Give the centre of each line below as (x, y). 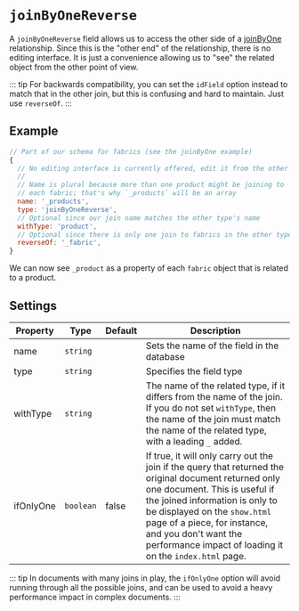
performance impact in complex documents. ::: (95, 597)
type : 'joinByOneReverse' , (67, 209)
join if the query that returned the (215, 467)
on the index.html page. (196, 556)
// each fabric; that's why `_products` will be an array (127, 193)
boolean (81, 505)
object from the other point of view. (74, 67)
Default (121, 330)
